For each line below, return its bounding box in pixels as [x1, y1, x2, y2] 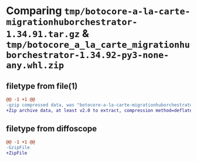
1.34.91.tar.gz [6, 29, 80, 40]
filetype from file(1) [6, 81, 78, 91]
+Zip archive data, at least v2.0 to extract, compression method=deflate [6, 107, 193, 113]
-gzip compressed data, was [6, 102, 75, 108]
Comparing [6, 4, 62, 18]
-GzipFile [6, 145, 30, 151]
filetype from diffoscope [6, 124, 97, 134]
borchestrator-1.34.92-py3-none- [6, 50, 169, 61]
